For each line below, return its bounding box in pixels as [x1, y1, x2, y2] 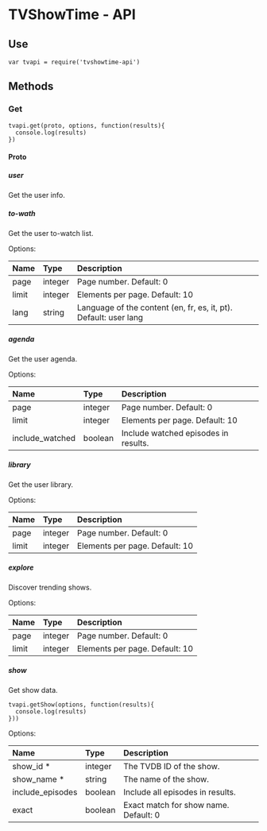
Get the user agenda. [8, 354, 78, 364]
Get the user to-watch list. [8, 229, 94, 238]
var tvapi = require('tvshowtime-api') [8, 58, 141, 66]
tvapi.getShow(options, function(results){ [8, 701, 155, 709]
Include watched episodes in [121, 427, 229, 439]
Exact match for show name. [122, 800, 230, 811]
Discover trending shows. [8, 582, 92, 593]
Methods [8, 79, 54, 93]
